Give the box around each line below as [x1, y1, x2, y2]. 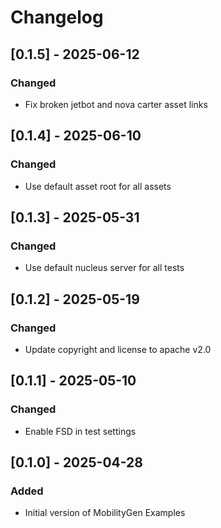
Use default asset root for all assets [24, 180, 172, 192]
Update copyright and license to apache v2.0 [24, 343, 212, 355]
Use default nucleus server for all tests [24, 262, 185, 274]
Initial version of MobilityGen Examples [24, 507, 186, 519]
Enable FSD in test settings [24, 425, 137, 437]
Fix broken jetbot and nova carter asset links [24, 98, 208, 110]
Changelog [10, 6, 104, 29]
